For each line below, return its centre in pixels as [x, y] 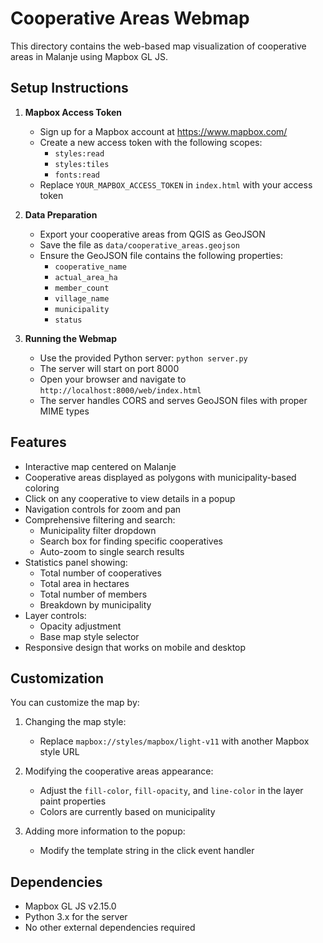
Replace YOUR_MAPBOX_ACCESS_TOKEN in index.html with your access [176, 184]
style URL [59, 752]
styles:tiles [82, 164]
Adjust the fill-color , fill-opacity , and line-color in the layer [171, 791]
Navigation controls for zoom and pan [103, 509]
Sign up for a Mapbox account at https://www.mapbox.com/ [163, 131]
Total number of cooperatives [100, 573]
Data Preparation [61, 214]
